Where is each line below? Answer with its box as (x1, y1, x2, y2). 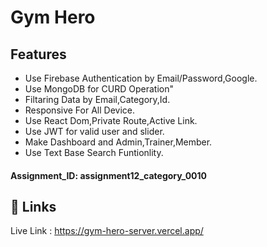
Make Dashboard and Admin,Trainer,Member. (24, 136, 213, 148)
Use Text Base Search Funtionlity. (24, 147, 164, 158)
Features (10, 46, 67, 63)
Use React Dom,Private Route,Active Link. (24, 115, 198, 126)
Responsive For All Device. (24, 104, 136, 116)
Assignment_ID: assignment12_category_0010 (10, 169, 207, 181)
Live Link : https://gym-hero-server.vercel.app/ (10, 225, 204, 237)
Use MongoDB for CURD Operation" (24, 83, 174, 95)
